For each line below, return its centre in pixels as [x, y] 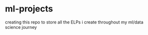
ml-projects [29, 9]
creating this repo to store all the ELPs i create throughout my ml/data [74, 22]
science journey [21, 27]
